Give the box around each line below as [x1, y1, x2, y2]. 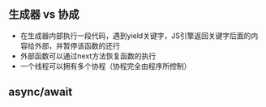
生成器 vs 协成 [8, 7, 79, 22]
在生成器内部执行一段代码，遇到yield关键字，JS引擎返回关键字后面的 [19, 31, 251, 41]
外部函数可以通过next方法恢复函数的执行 [19, 51, 157, 61]
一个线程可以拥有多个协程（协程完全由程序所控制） [19, 61, 191, 71]
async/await [8, 85, 73, 99]
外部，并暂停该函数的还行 [34, 41, 120, 50]
